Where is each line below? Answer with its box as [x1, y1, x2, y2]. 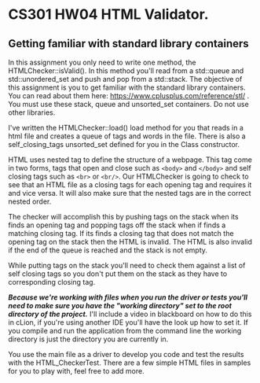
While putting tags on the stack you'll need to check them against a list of [8, 261, 246, 270]
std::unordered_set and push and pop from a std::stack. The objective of [8, 75, 243, 83]
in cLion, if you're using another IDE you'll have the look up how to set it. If [8, 318, 249, 327]
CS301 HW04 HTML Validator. [8, 6, 210, 24]
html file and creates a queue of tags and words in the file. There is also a [8, 131, 246, 141]
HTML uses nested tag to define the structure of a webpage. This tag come [8, 155, 253, 164]
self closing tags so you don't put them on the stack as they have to [8, 269, 228, 278]
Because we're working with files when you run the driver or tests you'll [8, 293, 248, 302]
